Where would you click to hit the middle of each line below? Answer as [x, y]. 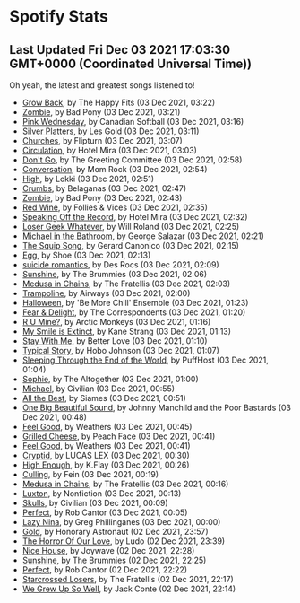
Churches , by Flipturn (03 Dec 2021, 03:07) [103, 140]
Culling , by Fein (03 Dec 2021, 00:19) [90, 474]
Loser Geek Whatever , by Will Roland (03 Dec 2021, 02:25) [131, 227]
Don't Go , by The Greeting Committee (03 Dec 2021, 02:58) [132, 160]
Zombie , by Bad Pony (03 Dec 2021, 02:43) [102, 198]
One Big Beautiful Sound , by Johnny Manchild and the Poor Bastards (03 [156, 407]
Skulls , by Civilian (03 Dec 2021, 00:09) [95, 503]
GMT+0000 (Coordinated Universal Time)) [131, 63]
